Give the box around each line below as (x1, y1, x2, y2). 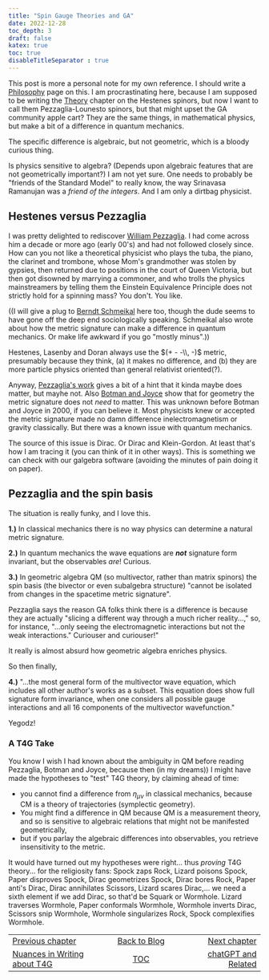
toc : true (8, 49, 42, 57)
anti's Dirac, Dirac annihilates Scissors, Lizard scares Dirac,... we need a (8, 883, 247, 893)
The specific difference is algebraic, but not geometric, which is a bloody (8, 136, 250, 146)
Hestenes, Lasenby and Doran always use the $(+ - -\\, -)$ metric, (8, 347, 227, 357)
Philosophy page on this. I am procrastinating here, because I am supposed (8, 87, 258, 96)
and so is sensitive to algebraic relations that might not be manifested (19, 816, 250, 826)
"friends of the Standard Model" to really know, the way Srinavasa (8, 177, 227, 187)
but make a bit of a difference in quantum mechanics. (8, 121, 184, 131)
